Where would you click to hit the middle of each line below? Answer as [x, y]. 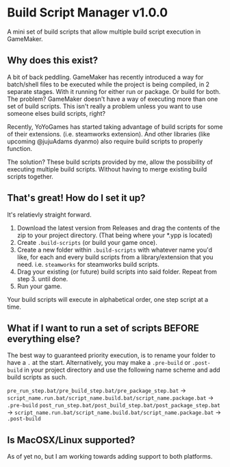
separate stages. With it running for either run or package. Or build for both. [114, 91]
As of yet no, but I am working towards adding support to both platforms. [110, 457]
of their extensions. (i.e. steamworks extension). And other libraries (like [109, 134]
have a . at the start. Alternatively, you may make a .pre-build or [99, 363]
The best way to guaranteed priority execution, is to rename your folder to [111, 355]
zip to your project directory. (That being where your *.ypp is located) [115, 235]
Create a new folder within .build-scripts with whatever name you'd [114, 250]
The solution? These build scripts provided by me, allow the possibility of [110, 162]
